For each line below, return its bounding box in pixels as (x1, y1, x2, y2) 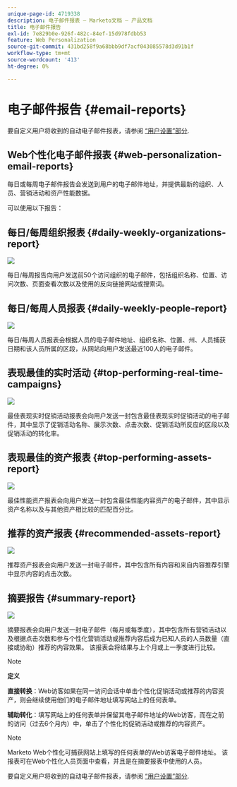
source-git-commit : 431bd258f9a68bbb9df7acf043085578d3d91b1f (7, 43, 194, 50)
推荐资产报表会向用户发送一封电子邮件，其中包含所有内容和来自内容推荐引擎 (7, 560, 230, 569)
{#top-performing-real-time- (92, 367, 224, 379)
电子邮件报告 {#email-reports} (7, 102, 187, 117)
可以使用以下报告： (7, 204, 63, 212)
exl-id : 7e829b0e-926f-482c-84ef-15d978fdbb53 (7, 30, 147, 37)
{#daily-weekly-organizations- (87, 227, 226, 239)
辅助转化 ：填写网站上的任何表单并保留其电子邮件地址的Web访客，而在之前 (7, 711, 224, 719)
